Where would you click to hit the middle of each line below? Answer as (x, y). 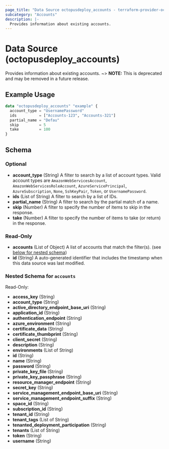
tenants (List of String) (36, 430)
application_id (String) (36, 313)
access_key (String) (34, 297)
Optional (16, 164)
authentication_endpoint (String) (47, 318)
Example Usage (30, 94)
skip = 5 (28, 125)
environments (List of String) (43, 350)
